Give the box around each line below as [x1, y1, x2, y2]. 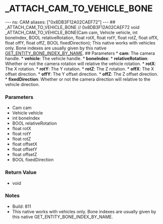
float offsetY [12, 146, 38, 152]
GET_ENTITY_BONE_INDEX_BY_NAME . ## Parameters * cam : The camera [5, 50, 155, 56]
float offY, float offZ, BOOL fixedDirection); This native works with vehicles [5, 40, 156, 45]
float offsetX [12, 141, 38, 147]
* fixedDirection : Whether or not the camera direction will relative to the [5, 76, 151, 82]
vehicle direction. [5, 81, 40, 87]
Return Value [5, 169, 37, 176]
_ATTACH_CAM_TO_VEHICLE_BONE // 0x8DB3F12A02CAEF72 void [5, 24, 140, 30]
